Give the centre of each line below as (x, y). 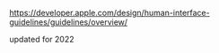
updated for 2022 (42, 39)
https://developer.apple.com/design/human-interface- (109, 13)
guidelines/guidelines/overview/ (69, 22)
